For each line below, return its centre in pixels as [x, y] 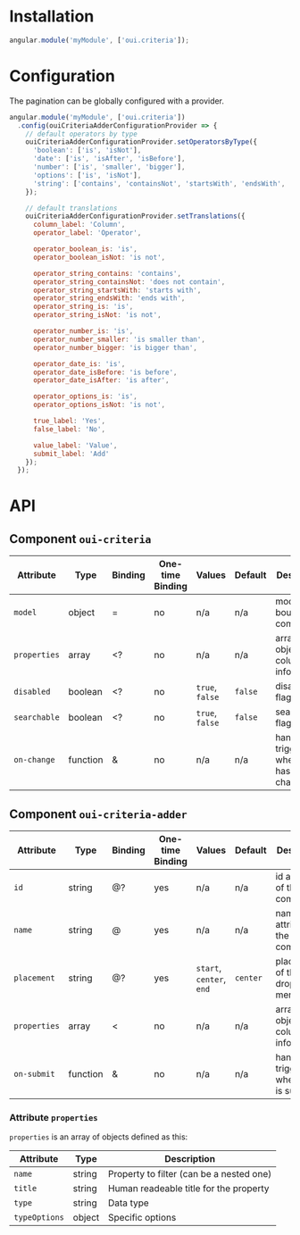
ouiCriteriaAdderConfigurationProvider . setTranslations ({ [135, 216]
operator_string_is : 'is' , [83, 307]
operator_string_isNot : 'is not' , [97, 315]
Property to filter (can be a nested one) [190, 1174]
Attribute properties [54, 1117]
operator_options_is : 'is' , [85, 396]
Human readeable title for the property [189, 1189]
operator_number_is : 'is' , [83, 331]
